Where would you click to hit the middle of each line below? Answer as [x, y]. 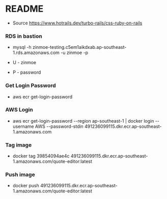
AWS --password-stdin [59, 126]
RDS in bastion [24, 36]
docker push [26, 186]
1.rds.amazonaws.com [36, 53]
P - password [27, 72]
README [24, 9]
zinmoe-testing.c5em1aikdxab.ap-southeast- [79, 47]
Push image [20, 175]
